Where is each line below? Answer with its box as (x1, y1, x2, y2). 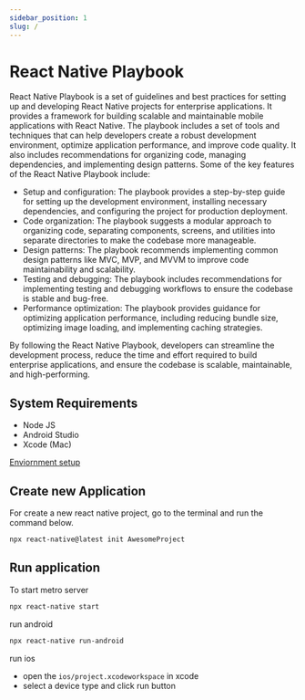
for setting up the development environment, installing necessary (22, 196, 268, 207)
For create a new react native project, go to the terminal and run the (9, 507, 264, 518)
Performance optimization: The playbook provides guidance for (22, 303, 261, 314)
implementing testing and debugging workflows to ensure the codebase (22, 284, 293, 295)
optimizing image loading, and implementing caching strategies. (22, 322, 263, 333)
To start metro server (9, 584, 89, 595)
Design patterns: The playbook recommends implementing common (22, 245, 279, 256)
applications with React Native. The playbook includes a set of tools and (9, 120, 280, 131)
